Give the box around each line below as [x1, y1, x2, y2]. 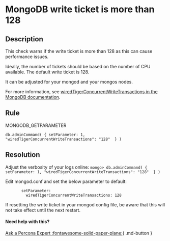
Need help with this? [5, 219, 50, 225]
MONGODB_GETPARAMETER [5, 122, 67, 128]
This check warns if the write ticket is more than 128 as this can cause [5, 48, 153, 54]
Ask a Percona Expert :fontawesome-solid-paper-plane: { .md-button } [5, 230, 153, 236]
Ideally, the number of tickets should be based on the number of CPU [5, 64, 151, 69]
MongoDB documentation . [5, 94, 61, 100]
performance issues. [5, 53, 49, 60]
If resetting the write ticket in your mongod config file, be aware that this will [5, 201, 165, 207]
